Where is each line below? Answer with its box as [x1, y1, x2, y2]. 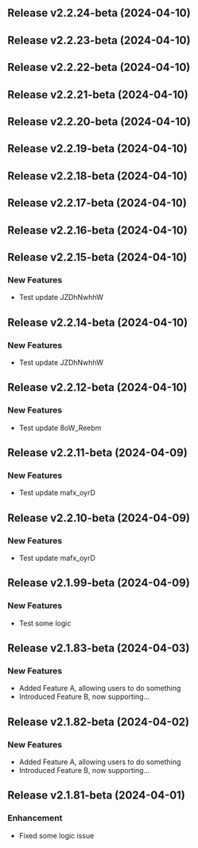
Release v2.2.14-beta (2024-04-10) [7, 315, 188, 329]
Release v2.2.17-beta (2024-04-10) [7, 196, 188, 210]
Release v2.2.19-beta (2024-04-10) [7, 142, 188, 156]
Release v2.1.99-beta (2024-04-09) [7, 576, 190, 590]
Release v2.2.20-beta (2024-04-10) [7, 115, 192, 128]
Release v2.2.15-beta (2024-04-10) [7, 250, 188, 264]
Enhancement [7, 813, 63, 824]
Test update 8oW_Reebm [18, 423, 102, 432]
